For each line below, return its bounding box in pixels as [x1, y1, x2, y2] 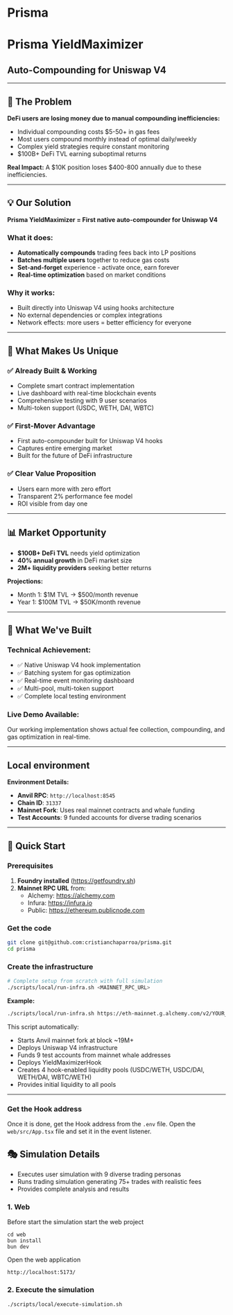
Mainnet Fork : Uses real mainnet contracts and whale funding [17, 806, 196, 814]
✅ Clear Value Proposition [7, 469, 96, 479]
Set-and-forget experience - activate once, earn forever [17, 264, 180, 272]
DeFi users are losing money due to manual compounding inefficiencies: [7, 114, 221, 122]
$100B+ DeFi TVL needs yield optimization [17, 549, 141, 557]
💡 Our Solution [7, 197, 71, 209]
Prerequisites [7, 861, 53, 870]
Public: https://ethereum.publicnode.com [27, 906, 145, 914]
